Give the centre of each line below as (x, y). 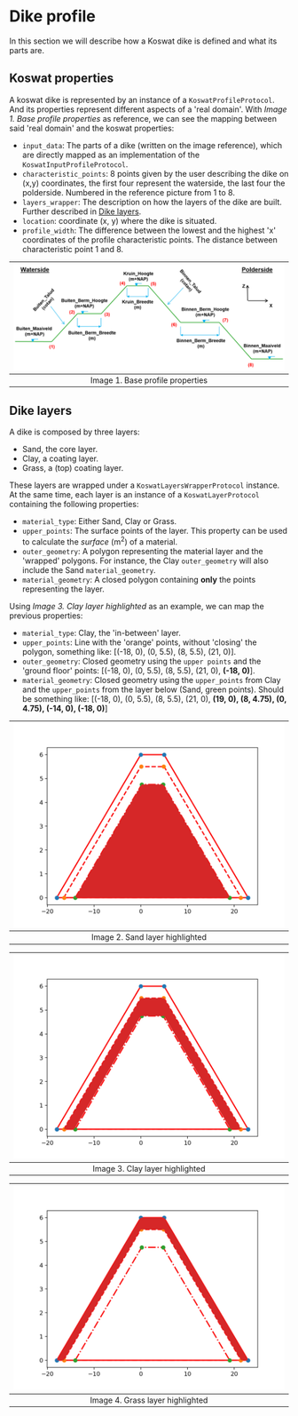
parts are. (27, 50)
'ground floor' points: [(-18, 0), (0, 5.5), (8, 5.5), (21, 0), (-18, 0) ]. (138, 670)
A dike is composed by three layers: (74, 432)
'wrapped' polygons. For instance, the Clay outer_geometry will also (145, 561)
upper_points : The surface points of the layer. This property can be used (155, 531)
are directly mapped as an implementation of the (111, 155)
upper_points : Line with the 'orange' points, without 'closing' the (139, 642)
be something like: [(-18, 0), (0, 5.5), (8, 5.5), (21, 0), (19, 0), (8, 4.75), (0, (154, 698)
